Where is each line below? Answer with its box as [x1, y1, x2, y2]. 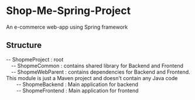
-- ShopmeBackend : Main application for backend [16, 81, 139, 88]
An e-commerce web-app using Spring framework [6, 23, 128, 30]
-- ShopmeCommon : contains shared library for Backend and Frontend [11, 62, 183, 69]
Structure [6, 40, 42, 50]
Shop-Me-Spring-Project [6, 4, 131, 18]
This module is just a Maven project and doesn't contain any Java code [6, 74, 178, 81]
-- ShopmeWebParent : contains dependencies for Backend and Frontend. [11, 68, 190, 75]
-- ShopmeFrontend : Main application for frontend [16, 87, 139, 94]
